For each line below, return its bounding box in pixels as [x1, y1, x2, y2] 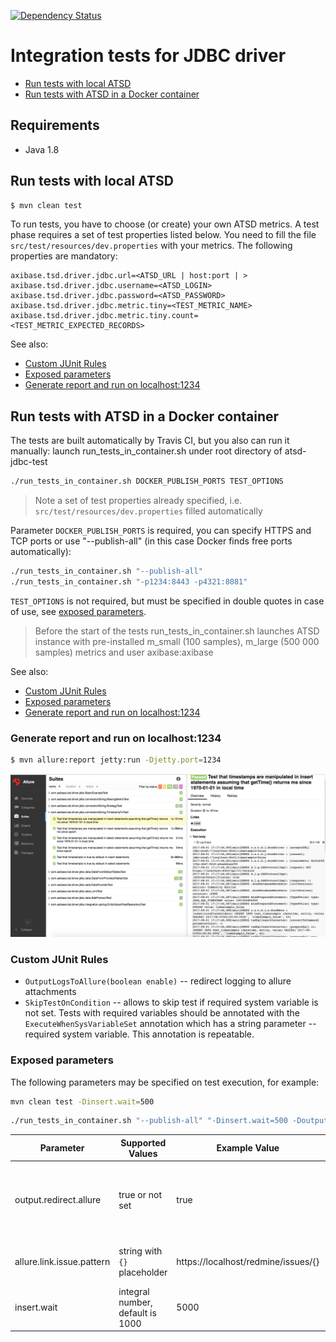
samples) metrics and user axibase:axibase [34, 646, 214, 658]
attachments [24, 986, 77, 998]
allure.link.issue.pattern [14, 1255, 111, 1267]
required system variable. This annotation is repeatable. [24, 1028, 255, 1040]
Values [128, 1147, 158, 1159]
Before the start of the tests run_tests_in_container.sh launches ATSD [34, 625, 320, 637]
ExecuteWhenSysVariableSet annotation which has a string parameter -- [24, 1018, 317, 1030]
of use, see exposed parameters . [10, 605, 147, 617]
